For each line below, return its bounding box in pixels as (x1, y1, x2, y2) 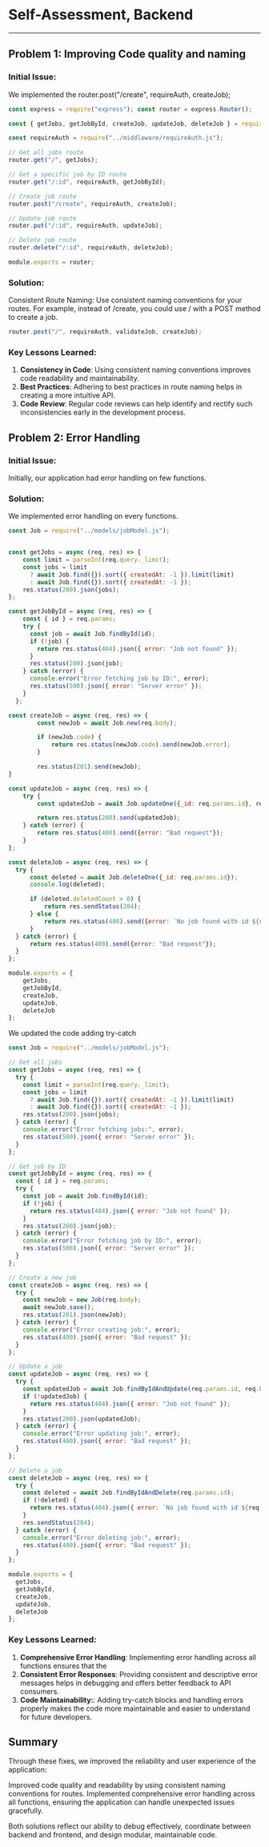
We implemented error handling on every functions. (8, 511, 179, 521)
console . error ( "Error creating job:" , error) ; (22, 1325, 181, 1334)
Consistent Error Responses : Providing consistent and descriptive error (19, 1669, 259, 1679)
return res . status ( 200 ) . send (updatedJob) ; (37, 814, 181, 822)
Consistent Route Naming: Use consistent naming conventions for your (8, 295, 243, 305)
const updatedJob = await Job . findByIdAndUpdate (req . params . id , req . (22, 1385, 260, 1393)
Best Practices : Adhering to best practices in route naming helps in (19, 382, 243, 392)
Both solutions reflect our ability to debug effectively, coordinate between (8, 1821, 251, 1831)
